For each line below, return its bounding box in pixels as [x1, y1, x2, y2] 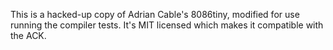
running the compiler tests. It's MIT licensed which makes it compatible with [10, 19, 324, 31]
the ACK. [10, 30, 47, 41]
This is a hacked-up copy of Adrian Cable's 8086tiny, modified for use [10, 9, 300, 20]
